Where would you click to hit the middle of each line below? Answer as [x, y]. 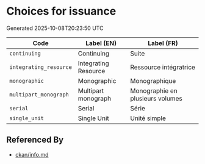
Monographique [153, 80]
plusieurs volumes [156, 98]
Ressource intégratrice [163, 67]
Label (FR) [163, 43]
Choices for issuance [61, 11]
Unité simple [148, 118]
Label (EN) [101, 43]
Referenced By [35, 140]
